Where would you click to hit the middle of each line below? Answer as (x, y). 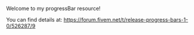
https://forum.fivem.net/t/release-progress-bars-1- (126, 20)
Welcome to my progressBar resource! (54, 8)
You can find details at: (34, 20)
